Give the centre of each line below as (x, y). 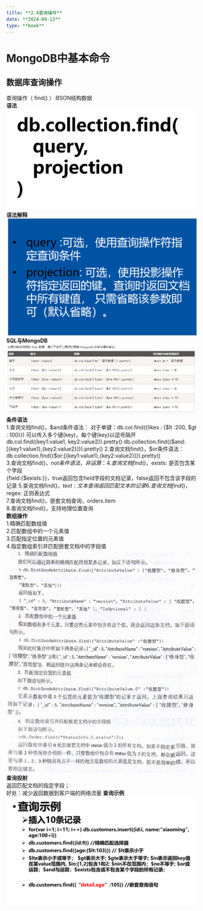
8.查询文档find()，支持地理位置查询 (50, 508)
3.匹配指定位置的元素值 (35, 538)
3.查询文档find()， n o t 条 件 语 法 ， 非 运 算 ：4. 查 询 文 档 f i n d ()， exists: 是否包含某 (101, 463)
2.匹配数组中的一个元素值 (38, 531)
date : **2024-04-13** (34, 19)
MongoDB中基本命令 (58, 58)
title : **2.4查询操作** (34, 13)
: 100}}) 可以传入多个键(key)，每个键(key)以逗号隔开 (71, 435)
